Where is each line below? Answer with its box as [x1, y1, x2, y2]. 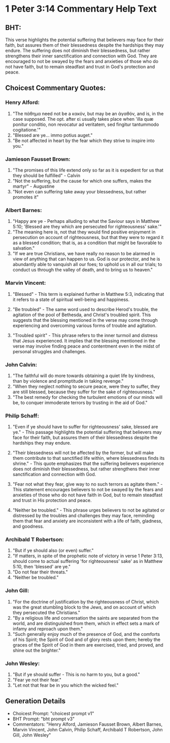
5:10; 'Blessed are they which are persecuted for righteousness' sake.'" [12, 224, 162, 230]
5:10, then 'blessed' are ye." [12, 564, 71, 570]
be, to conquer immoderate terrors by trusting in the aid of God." [12, 399, 148, 406]
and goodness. [12, 523, 44, 529]
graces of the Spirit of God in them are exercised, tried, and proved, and [12, 641, 163, 648]
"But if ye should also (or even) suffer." [12, 548, 94, 554]
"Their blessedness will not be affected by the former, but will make [12, 450, 154, 456]
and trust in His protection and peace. [12, 497, 92, 503]
